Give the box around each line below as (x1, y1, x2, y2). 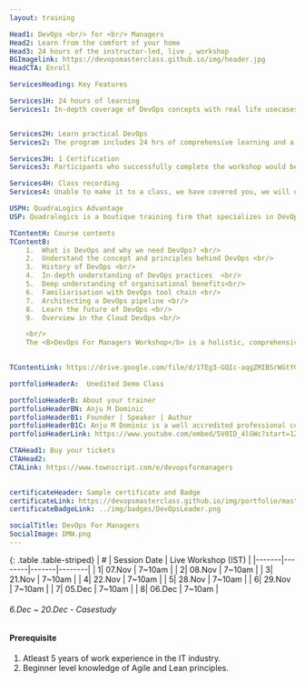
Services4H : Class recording (9, 179, 120, 188)
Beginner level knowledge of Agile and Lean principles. (22, 662, 229, 673)
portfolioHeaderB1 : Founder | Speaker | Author (9, 413, 193, 422)
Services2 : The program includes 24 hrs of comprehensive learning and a (9, 137, 295, 146)
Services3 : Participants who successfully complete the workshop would (9, 163, 286, 172)
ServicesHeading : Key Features (9, 80, 128, 89)
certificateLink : (9, 496, 75, 506)
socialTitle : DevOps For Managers (9, 521, 141, 530)
